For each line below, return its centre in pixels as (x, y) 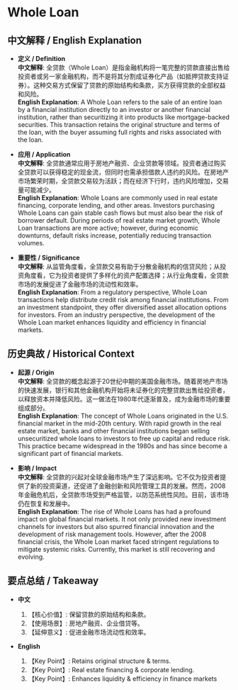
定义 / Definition (41, 59)
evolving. (31, 557)
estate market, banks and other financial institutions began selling (114, 430)
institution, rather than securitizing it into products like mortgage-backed (124, 117)
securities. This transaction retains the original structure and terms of (119, 124)
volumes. (31, 243)
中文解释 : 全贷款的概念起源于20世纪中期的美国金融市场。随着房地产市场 (123, 381)
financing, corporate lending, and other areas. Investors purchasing (116, 205)
